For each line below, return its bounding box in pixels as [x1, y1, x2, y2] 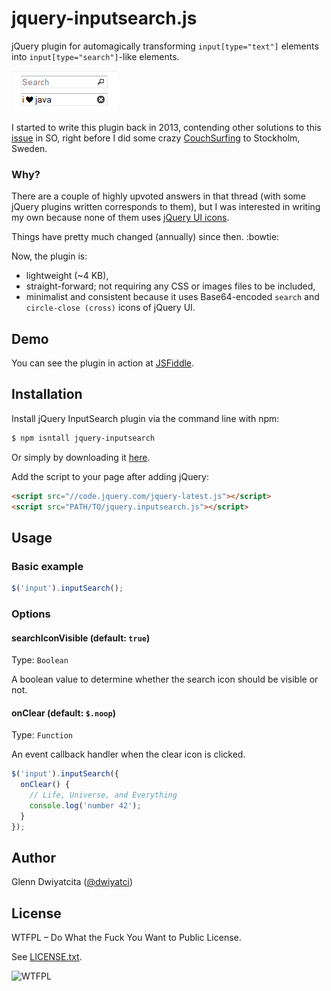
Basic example [11, 559, 84, 573]
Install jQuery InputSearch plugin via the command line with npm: [11, 412, 280, 424]
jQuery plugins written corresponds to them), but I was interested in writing [11, 201, 321, 213]
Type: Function [11, 729, 74, 741]
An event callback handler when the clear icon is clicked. [11, 748, 246, 761]
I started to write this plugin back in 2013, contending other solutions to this [11, 121, 322, 133]
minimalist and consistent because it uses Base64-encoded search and [25, 291, 320, 303]
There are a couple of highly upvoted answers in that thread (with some [11, 190, 306, 202]
